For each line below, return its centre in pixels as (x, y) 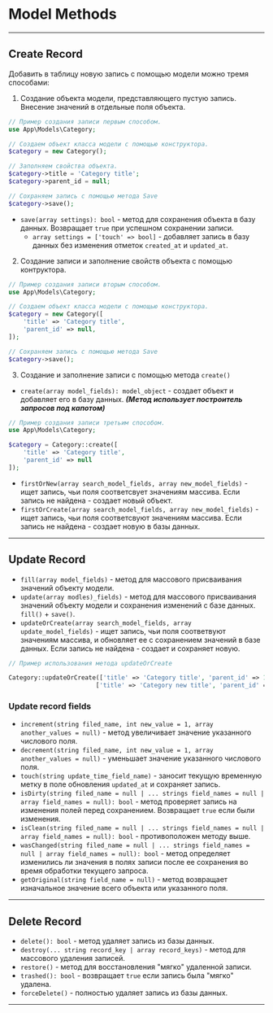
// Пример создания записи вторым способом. (85, 284)
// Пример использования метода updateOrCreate (91, 663)
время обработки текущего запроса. (84, 871)
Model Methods (63, 14)
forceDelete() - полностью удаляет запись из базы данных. (124, 993)
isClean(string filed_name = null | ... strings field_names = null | (142, 828)
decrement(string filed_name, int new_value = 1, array (117, 751)
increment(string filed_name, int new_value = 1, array (117, 725)
